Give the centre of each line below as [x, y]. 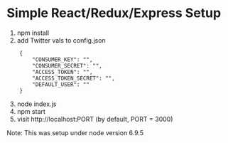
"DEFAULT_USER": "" [61, 84]
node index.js [37, 104]
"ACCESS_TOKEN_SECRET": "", [74, 78]
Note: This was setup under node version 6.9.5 [75, 132]
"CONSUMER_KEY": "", [63, 59]
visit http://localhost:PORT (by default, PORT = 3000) [95, 119]
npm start [31, 111]
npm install [33, 33]
